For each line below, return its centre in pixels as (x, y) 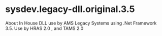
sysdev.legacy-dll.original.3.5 (70, 9)
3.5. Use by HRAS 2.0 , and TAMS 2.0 (44, 28)
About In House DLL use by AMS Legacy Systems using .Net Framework (81, 23)
